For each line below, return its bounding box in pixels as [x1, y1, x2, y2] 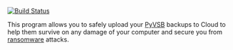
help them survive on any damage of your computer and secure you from [7, 28, 223, 36]
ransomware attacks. [7, 35, 69, 44]
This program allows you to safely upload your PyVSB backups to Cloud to [7, 20, 226, 28]
